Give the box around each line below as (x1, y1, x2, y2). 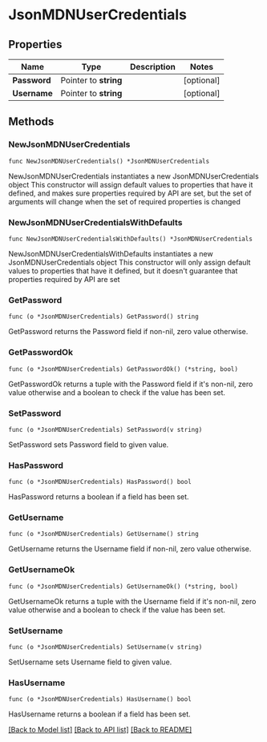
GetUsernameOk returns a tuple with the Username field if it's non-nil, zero (8, 596, 257, 606)
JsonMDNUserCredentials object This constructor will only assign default (8, 257, 251, 267)
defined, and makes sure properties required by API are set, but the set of (8, 188, 253, 198)
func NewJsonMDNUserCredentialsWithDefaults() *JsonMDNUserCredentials (8, 235, 253, 243)
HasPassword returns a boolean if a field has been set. (8, 492, 190, 502)
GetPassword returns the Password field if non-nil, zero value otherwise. (8, 327, 249, 337)
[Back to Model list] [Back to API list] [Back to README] (8, 725, 192, 735)
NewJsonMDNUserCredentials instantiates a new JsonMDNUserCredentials (8, 171, 259, 181)
